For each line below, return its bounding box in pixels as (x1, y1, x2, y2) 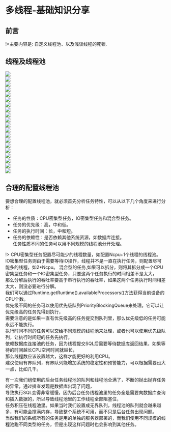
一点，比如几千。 (5, 366, 41, 372)
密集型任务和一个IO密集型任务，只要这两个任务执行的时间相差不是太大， (5, 270, 157, 276)
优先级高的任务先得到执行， (5, 308, 64, 314)
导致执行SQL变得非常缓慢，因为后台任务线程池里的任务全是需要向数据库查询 (5, 389, 166, 395)
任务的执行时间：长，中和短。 (12, 227, 75, 234)
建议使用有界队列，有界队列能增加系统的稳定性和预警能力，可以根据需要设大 (5, 359, 166, 365)
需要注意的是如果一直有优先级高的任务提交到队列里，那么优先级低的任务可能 (5, 315, 166, 321)
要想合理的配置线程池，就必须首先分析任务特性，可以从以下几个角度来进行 (5, 198, 161, 204)
